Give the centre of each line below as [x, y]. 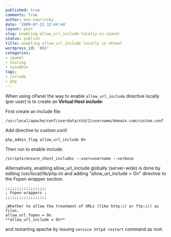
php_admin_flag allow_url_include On [46, 139]
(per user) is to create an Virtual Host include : [54, 101]
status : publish [23, 39]
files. [12, 210]
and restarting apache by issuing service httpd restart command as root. [84, 229]
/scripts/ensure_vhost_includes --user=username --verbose [70, 158]
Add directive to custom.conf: [37, 130]
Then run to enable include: [34, 149]
